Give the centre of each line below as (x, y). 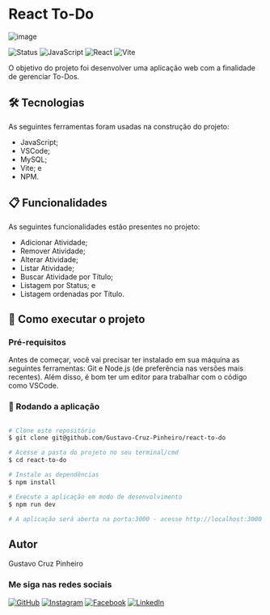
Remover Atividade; (53, 251)
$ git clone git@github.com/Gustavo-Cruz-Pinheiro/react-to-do (117, 438)
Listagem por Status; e (58, 285)
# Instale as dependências (54, 475)
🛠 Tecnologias (46, 103)
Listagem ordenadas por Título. (72, 294)
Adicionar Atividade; (54, 242)
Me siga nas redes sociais (60, 585)
